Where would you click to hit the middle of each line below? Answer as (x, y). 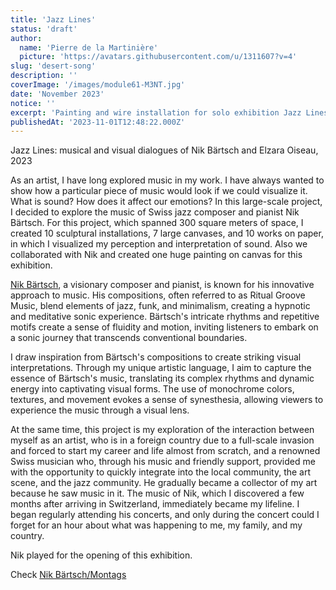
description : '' (44, 76)
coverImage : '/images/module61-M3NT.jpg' (98, 85)
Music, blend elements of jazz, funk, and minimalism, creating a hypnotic (160, 306)
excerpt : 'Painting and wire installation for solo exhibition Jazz (156, 112)
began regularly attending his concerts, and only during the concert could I (165, 515)
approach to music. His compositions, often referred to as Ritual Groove (158, 295)
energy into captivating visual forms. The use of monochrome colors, (152, 389)
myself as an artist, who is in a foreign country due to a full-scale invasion (162, 440)
